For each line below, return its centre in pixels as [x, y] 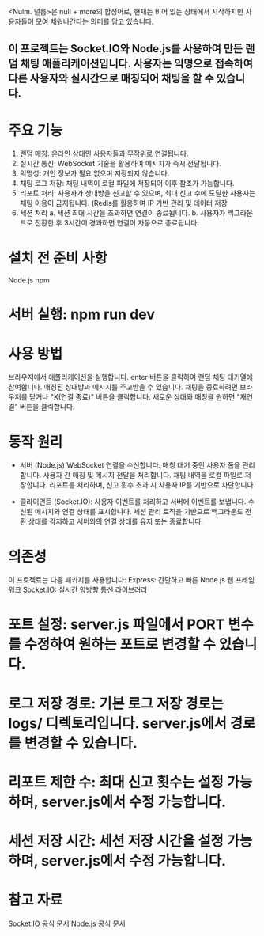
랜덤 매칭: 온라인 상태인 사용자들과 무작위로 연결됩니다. [104, 153]
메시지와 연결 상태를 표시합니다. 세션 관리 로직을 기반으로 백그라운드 [139, 512]
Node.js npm [29, 280]
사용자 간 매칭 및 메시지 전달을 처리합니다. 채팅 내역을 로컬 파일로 [143, 475]
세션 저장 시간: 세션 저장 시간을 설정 [116, 841]
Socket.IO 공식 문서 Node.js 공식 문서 [67, 923]
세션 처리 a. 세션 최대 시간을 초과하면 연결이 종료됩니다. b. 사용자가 [123, 213]
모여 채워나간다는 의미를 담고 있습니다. [94, 21]
